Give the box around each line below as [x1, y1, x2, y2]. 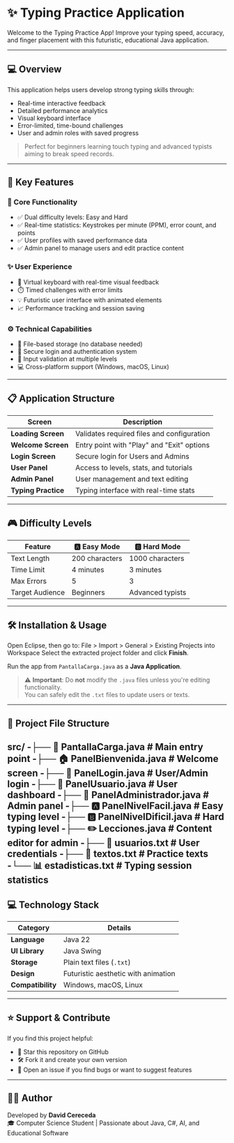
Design [10, 969, 35, 978]
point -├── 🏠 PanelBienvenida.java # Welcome [7, 753, 219, 765]
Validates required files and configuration [75, 428, 210, 438]
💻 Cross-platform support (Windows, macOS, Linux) [17, 363, 169, 371]
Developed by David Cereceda [7, 1111, 96, 1119]
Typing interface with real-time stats [75, 485, 195, 495]
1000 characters [129, 553, 185, 563]
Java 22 [63, 935, 91, 945]
